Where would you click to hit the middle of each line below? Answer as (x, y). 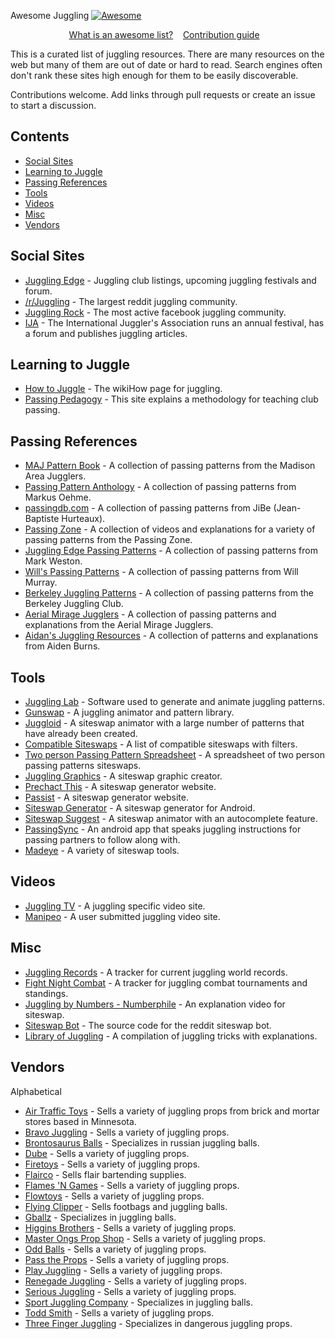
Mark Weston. (53, 561)
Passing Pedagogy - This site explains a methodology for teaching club (171, 399)
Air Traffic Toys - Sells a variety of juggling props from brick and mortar (172, 1111)
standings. (46, 993)
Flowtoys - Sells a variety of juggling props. (114, 1196)
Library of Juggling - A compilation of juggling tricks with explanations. (171, 1036)
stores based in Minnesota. (80, 1121)
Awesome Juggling (50, 15)
